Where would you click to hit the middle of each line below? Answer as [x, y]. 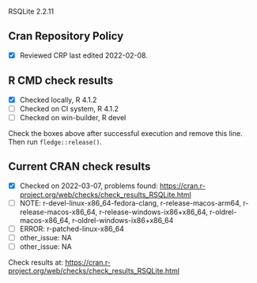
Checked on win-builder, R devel [73, 117]
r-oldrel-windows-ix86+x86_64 [123, 220]
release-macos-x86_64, [58, 212]
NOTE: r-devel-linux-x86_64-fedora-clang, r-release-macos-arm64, [130, 203]
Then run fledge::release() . [55, 141]
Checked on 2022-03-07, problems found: [89, 186]
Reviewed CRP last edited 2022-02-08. [83, 55]
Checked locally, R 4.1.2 [58, 100]
